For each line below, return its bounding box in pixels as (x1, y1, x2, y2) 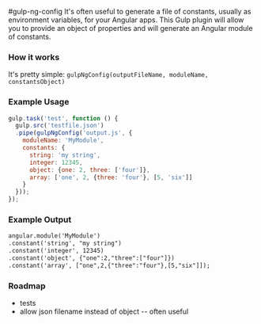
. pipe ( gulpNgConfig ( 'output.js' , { (15, 129, 133, 137)
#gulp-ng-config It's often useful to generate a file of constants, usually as (8, 7, 252, 16)
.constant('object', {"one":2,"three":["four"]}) (8, 254, 176, 262)
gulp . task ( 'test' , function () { (8, 114, 119, 122)
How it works (8, 51, 60, 63)
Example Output (8, 214, 72, 225)
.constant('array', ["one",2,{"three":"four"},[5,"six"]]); (8, 261, 211, 269)
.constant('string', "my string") (8, 239, 123, 248)
